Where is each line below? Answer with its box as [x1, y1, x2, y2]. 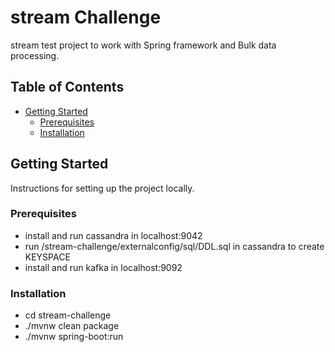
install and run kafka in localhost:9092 [24, 261, 183, 273]
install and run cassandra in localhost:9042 [24, 229, 203, 241]
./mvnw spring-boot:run [24, 331, 124, 343]
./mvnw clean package [24, 320, 120, 332]
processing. [10, 49, 60, 61]
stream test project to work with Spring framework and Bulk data [10, 39, 277, 51]
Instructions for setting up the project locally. [10, 182, 195, 194]
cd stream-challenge [24, 309, 112, 321]
